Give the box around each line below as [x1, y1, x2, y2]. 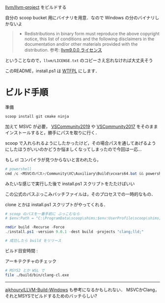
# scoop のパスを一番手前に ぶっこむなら [5, 211, 80, 216]
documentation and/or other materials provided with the [24, 41, 138, 47]
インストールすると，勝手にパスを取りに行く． [5, 129, 100, 135]
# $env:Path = [5, 216, 34, 221]
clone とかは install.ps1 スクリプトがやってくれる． [5, 201, 108, 208]
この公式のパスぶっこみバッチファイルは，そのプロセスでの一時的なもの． [5, 191, 156, 197]
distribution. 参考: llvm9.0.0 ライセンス [24, 47, 102, 53]
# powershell [5, 166, 32, 171]
